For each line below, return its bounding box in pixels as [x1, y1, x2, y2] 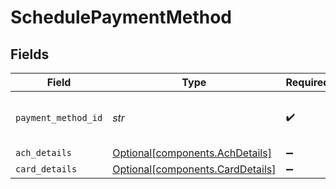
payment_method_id [15, 112, 103, 123]
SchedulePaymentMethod [10, 6, 233, 29]
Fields [10, 46, 50, 63]
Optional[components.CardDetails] [112, 162, 277, 176]
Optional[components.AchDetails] [112, 146, 272, 160]
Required [285, 76, 330, 89]
